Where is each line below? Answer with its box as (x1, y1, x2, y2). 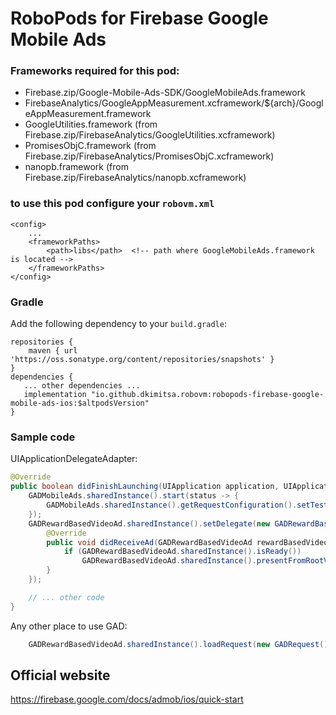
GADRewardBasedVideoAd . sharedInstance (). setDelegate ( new (28, 518, 271, 529)
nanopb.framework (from (24, 161, 129, 173)
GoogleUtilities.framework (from (24, 118, 158, 131)
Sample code (10, 430, 76, 444)
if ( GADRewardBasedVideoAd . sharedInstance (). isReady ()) (63, 547, 302, 557)
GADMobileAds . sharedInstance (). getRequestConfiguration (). (46, 500, 298, 510)
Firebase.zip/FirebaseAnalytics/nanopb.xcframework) (24, 172, 247, 184)
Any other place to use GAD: (10, 620, 128, 632)
